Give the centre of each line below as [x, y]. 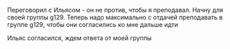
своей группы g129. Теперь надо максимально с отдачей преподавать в [115, 17]
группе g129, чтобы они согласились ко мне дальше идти [93, 24]
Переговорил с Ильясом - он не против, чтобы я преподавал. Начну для [115, 10]
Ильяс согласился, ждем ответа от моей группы [80, 38]
